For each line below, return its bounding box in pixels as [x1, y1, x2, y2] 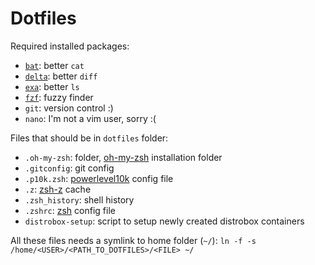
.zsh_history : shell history [24, 193, 135, 206]
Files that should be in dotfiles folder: [10, 132, 169, 144]
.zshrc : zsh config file [24, 204, 116, 216]
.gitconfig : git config [24, 162, 115, 174]
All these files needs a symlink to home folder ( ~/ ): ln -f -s [10, 234, 257, 246]
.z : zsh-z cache [24, 183, 92, 195]
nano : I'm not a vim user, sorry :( [24, 112, 157, 124]
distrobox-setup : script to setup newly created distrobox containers [24, 215, 305, 227]
